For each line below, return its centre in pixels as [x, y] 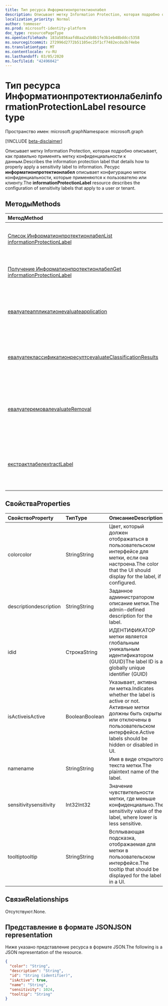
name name [21, 768]
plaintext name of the [134, 771]
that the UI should [130, 570]
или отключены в [130, 720]
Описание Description [136, 518]
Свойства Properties [38, 504]
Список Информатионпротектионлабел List [60, 236]
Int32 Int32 [78, 805]
